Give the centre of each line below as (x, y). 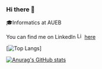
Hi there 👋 (21, 9)
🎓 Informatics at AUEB (34, 22)
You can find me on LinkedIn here (51, 37)
